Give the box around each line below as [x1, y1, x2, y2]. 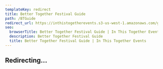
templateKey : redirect [5, 7, 51, 12]
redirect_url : [5, 20, 34, 26]
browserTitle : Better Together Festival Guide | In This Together [9, 29, 147, 34]
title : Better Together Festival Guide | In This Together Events [9, 39, 147, 43]
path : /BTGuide [5, 16, 36, 21]
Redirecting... [5, 56, 48, 65]
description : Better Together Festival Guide [9, 34, 103, 39]
